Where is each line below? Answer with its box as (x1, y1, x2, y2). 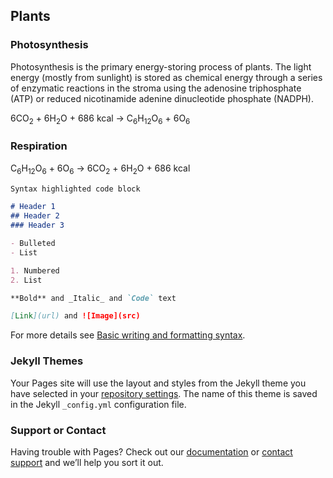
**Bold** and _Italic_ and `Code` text (10, 293, 177, 303)
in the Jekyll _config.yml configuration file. (10, 398, 187, 410)
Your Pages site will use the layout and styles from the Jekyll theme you (10, 377, 307, 389)
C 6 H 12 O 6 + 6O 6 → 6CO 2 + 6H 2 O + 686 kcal (10, 162, 191, 176)
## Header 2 (10, 211, 60, 221)
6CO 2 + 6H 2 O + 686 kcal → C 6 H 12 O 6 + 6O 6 (10, 112, 191, 126)
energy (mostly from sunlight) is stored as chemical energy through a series (10, 71, 323, 83)
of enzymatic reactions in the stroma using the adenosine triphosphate (10, 82, 302, 94)
